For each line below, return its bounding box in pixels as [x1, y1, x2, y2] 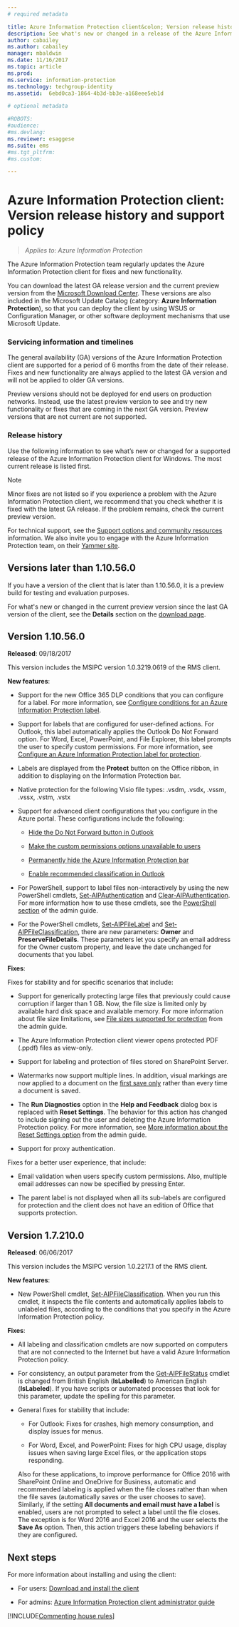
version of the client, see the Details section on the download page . [7, 609, 206, 618]
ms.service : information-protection [7, 76, 116, 83]
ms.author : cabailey [7, 44, 69, 51]
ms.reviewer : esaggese [7, 135, 75, 143]
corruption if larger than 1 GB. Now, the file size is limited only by [17, 1000, 208, 1008]
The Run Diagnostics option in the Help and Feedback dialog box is [17, 1100, 218, 1109]
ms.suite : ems [7, 142, 50, 149]
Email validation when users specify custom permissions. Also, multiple [17, 1172, 228, 1181]
